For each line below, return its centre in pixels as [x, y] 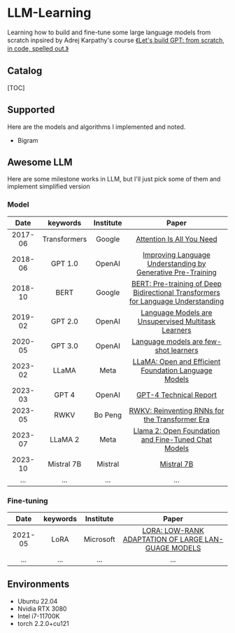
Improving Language [177, 255]
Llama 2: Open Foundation [177, 431]
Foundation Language [177, 370]
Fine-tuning [28, 501]
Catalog [25, 71]
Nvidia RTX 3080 [42, 608]
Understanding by [176, 263]
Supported [31, 110]
